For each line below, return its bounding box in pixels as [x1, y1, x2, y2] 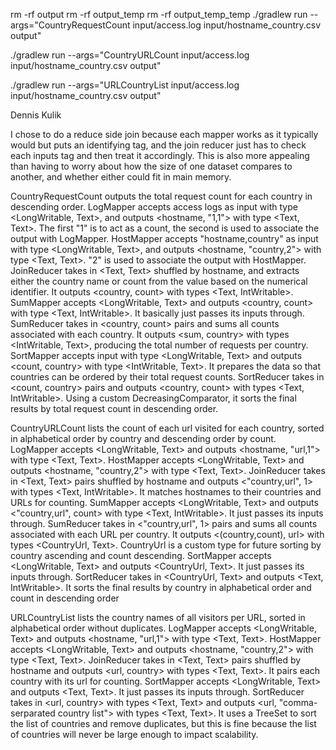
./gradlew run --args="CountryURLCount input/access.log [10, 49, 250, 61]
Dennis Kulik [10, 109, 62, 121]
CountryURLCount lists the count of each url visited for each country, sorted [10, 422, 325, 434]
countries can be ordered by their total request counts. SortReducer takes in [10, 371, 325, 383]
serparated [10, 707, 56, 719]
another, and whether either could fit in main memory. [10, 171, 232, 183]
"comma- [278, 697, 318, 708]
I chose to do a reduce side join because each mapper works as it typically [10, 129, 319, 140]
